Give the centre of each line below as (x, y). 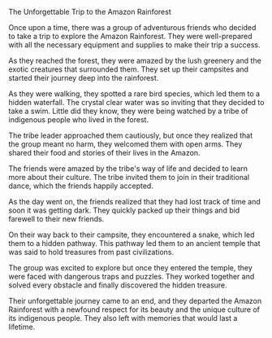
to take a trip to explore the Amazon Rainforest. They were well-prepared (131, 36)
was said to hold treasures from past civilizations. (91, 252)
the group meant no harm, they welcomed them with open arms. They (125, 144)
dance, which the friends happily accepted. (81, 186)
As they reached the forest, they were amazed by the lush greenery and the (135, 61)
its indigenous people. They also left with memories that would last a (123, 318)
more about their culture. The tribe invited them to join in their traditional (129, 177)
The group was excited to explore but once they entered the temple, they (131, 268)
